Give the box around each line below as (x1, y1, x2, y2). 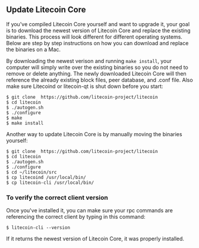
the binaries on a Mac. (6, 46, 61, 53)
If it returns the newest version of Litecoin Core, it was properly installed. (6, 235, 185, 243)
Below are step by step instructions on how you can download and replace (6, 39, 189, 46)
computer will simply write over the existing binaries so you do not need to (6, 64, 188, 71)
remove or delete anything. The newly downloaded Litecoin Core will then (6, 70, 187, 77)
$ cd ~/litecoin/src (6, 169, 58, 175)
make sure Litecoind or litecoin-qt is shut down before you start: (6, 83, 163, 90)
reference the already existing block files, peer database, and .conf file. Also (6, 76, 193, 83)
